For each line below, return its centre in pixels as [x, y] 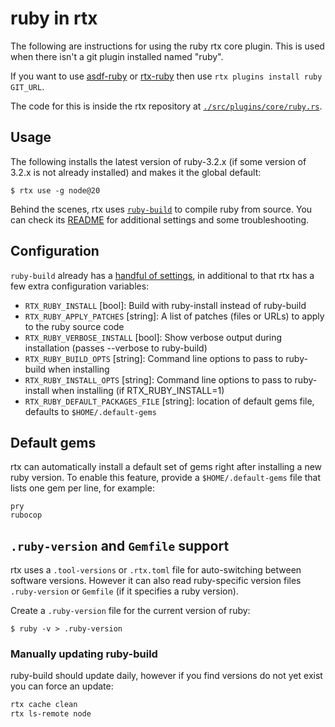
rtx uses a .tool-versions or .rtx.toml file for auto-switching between [156, 570]
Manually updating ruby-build [84, 654]
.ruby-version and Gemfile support [120, 545]
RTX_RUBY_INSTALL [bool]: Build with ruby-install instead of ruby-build [165, 305]
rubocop [26, 515]
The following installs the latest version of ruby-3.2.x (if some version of [158, 161]
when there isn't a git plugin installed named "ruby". [117, 56]
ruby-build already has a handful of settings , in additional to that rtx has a [162, 275]
